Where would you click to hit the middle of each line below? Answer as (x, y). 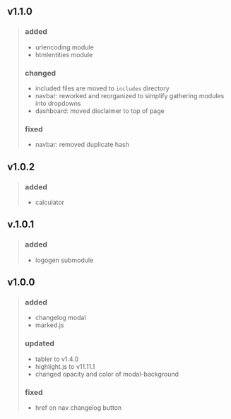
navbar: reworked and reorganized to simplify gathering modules (130, 95)
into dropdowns (58, 103)
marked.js (50, 325)
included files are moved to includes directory (102, 88)
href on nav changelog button (78, 407)
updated (39, 343)
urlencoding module (64, 47)
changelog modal (60, 318)
